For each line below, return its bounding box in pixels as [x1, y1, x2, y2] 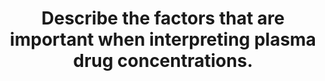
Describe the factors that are [41, 7, 285, 30]
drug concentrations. [73, 50, 253, 72]
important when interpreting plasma [9, 28, 317, 51]
